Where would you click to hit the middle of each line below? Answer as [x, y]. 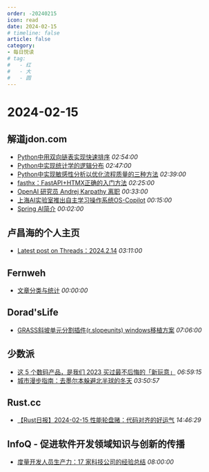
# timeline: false [33, 33]
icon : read [23, 20]
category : [21, 46]
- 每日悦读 [21, 53]
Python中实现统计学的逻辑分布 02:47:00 [74, 166]
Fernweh [27, 273]
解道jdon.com [37, 139]
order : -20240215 [32, 13]
